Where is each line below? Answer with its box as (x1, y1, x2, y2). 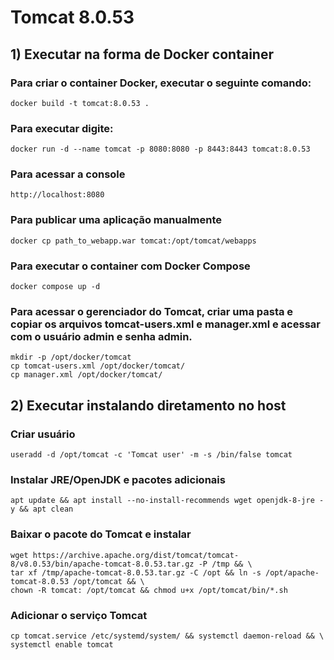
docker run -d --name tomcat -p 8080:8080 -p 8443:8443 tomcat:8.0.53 (10, 144, 311, 155)
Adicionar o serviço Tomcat (10, 608, 148, 622)
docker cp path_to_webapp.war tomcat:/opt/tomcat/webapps (10, 236, 257, 246)
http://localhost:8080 (10, 190, 105, 200)
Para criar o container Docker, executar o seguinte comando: (10, 76, 312, 90)
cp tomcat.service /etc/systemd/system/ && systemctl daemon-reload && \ (10, 631, 325, 641)
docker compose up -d (10, 282, 101, 292)
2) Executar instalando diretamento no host (10, 397, 287, 414)
